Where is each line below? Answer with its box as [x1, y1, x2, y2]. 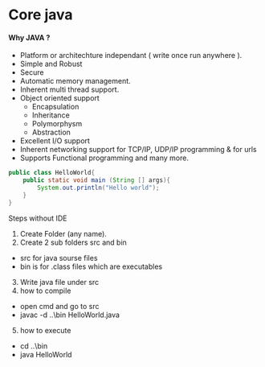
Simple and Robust [19, 59, 83, 69]
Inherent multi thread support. [19, 85, 120, 94]
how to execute [19, 325, 71, 335]
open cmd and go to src [19, 301, 100, 311]
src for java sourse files [19, 253, 98, 262]
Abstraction [31, 127, 71, 138]
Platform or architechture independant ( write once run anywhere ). [19, 51, 243, 60]
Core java [8, 6, 74, 24]
